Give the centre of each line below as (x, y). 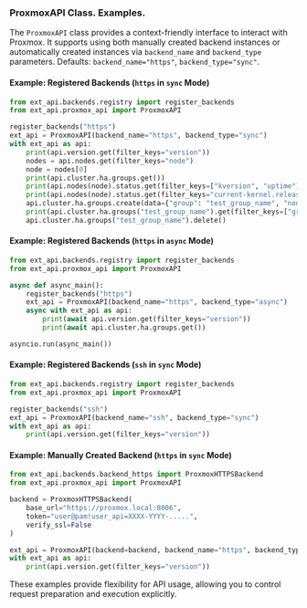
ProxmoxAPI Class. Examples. (78, 13)
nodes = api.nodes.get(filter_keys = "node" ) (110, 161)
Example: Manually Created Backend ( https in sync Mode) (121, 455)
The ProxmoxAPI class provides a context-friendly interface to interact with (148, 33)
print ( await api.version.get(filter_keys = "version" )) (147, 320)
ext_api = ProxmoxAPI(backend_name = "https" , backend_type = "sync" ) (138, 136)
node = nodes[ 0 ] (57, 169)
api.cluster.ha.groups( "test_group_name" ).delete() (126, 220)
